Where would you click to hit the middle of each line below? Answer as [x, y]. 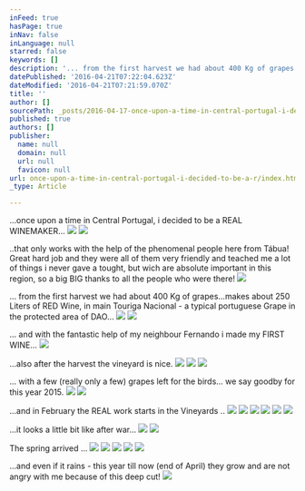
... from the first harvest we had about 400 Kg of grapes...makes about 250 [150, 297]
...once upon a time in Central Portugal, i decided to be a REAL [126, 221]
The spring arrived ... [49, 448]
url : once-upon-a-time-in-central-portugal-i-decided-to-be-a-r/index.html [156, 178]
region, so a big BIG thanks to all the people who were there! [123, 279]
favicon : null [44, 170]
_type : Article [38, 187]
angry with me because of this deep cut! [85, 476]
